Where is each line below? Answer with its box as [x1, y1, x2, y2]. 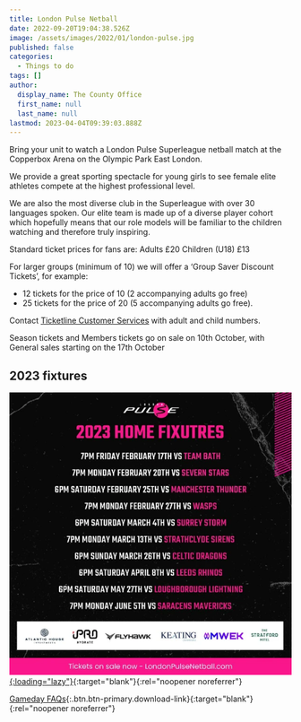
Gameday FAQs [9, 693, 67, 704]
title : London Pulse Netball [9, 14, 118, 23]
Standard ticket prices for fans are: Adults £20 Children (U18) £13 [9, 244, 251, 255]
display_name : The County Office [17, 90, 142, 99]
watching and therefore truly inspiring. [9, 227, 150, 238]
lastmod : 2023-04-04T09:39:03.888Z [9, 118, 142, 127]
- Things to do [17, 62, 74, 71]
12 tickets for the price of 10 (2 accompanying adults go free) [21, 288, 248, 300]
